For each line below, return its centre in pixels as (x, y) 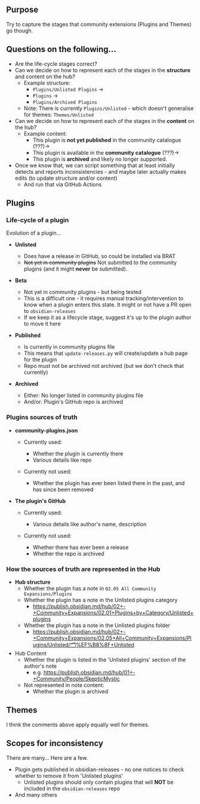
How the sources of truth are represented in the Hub (83, 569)
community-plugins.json (46, 430)
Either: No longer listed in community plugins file (83, 395)
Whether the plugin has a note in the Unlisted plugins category (101, 600)
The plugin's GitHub (40, 501)
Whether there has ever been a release (81, 547)
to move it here (42, 324)
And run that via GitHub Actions (63, 184)
